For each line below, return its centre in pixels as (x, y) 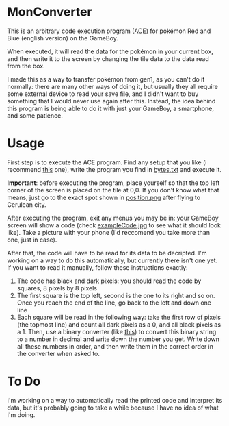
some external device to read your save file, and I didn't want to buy (103, 94)
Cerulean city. (27, 204)
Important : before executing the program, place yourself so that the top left (113, 183)
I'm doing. (21, 414)
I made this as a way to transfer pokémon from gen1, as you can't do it (106, 79)
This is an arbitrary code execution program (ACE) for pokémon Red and (109, 31)
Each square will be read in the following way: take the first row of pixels (119, 317)
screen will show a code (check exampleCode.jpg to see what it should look (114, 225)
